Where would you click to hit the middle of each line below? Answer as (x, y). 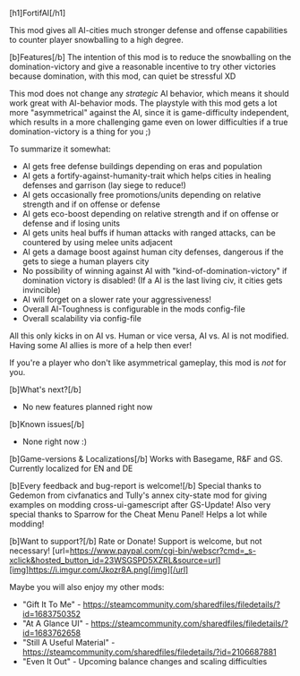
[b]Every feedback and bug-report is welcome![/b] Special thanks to (135, 486)
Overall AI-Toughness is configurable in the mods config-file (134, 309)
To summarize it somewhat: (60, 149)
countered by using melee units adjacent (97, 242)
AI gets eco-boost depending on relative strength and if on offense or (150, 214)
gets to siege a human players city (86, 261)
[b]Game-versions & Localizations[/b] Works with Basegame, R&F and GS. (146, 459)
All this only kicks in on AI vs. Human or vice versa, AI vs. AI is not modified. (149, 336)
